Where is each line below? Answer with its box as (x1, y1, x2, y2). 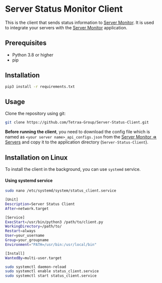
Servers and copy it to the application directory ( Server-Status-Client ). (5, 139, 148, 145)
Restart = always (5, 228, 36, 234)
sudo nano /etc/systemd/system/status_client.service (5, 188, 117, 193)
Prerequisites (5, 39, 47, 47)
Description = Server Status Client (5, 202, 75, 206)
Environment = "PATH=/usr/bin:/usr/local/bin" (5, 242, 97, 247)
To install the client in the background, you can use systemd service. (5, 166, 141, 172)
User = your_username (5, 233, 45, 238)
